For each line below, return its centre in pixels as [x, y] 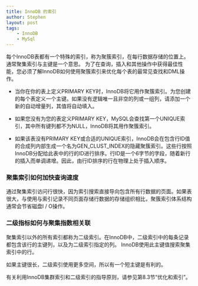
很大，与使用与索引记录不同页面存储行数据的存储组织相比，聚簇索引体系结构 [99, 199]
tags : [13, 28]
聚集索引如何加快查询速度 [42, 177]
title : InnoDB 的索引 [31, 12]
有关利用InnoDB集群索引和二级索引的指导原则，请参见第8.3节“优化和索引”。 [98, 277]
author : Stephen [26, 17]
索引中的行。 [22, 252]
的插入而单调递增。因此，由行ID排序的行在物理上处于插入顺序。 [92, 161]
